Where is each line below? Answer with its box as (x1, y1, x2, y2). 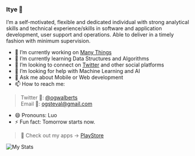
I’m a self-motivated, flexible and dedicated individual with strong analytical (6, 19, 190, 26)
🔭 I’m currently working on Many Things (14, 49, 112, 56)
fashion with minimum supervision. (6, 38, 91, 45)
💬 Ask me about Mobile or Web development (14, 74, 124, 81)
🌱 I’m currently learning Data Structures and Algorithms (14, 55, 149, 62)
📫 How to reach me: (14, 81, 65, 88)
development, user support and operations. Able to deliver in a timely (6, 31, 174, 38)
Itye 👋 (6, 5, 24, 14)
